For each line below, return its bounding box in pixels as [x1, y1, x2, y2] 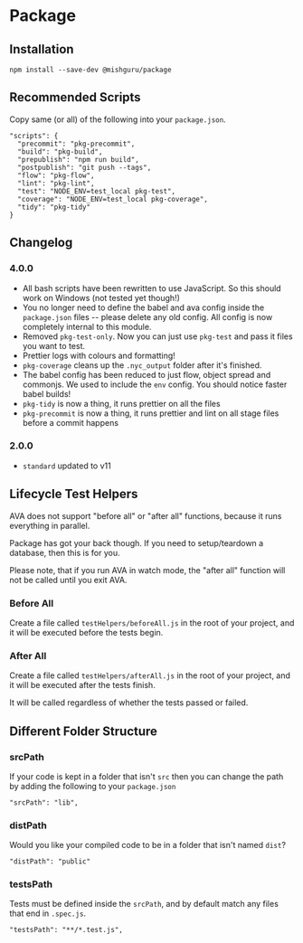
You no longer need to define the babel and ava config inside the [22, 302, 265, 313]
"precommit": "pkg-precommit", [17, 139, 136, 148]
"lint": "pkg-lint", [17, 178, 95, 188]
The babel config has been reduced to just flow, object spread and [22, 369, 271, 380]
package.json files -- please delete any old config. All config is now [22, 311, 273, 322]
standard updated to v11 [22, 460, 111, 471]
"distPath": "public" [9, 857, 91, 866]
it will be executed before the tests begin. [9, 627, 164, 637]
